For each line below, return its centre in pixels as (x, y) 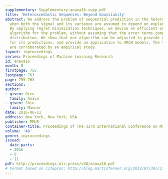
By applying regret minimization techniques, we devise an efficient (83, 29)
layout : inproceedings (29, 52)
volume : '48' (19, 131)
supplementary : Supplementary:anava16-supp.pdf (56, 10)
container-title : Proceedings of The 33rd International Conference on (81, 126)
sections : (15, 84)
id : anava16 (17, 61)
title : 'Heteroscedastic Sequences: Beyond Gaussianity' (66, 15)
